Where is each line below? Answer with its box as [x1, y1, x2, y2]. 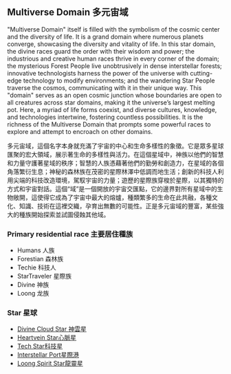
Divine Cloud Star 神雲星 [16, 325, 87, 333]
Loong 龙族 [16, 289, 49, 298]
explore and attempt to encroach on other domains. [7, 127, 153, 135]
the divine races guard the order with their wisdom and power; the [7, 47, 195, 55]
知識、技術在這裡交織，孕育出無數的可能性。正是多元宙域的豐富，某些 [19, 201, 218, 210]
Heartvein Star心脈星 [16, 333, 77, 342]
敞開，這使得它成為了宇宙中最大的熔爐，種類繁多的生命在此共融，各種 [12, 193, 212, 201]
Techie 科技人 [16, 263, 56, 272]
